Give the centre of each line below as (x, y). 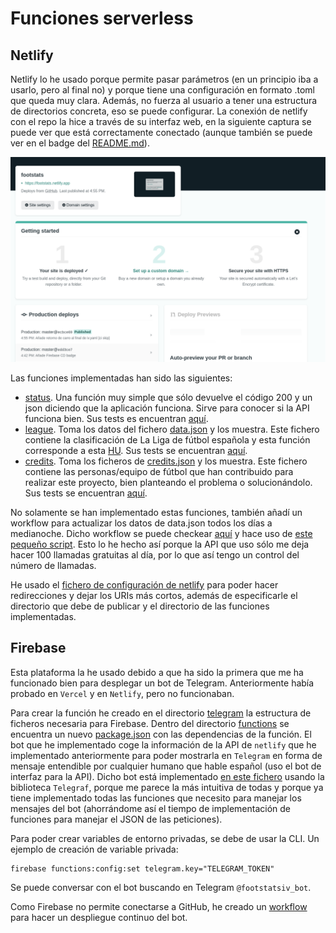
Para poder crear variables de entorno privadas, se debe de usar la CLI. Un (165, 838)
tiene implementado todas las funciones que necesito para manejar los (156, 798)
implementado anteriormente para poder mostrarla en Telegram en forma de (166, 755)
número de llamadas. (53, 565)
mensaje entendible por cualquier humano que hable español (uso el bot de (166, 766)
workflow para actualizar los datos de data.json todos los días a (141, 523)
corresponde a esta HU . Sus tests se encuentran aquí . (136, 450)
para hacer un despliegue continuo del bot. (99, 917)
